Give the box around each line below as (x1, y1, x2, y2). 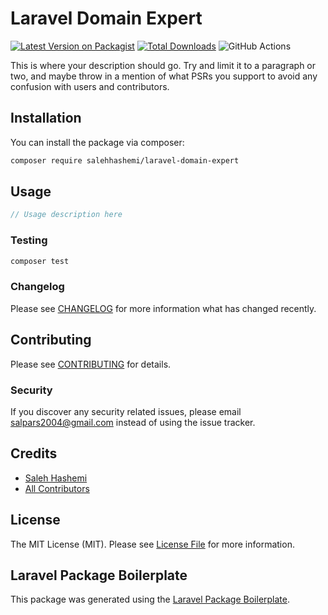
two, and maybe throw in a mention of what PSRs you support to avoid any (10, 70, 318, 82)
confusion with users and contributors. (10, 80, 170, 92)
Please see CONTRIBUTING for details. (10, 358, 172, 370)
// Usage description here (10, 210, 123, 220)
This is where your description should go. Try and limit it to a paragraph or (10, 59, 317, 71)
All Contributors (24, 482, 90, 494)
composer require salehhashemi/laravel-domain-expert (10, 155, 240, 166)
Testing (10, 233, 48, 247)
